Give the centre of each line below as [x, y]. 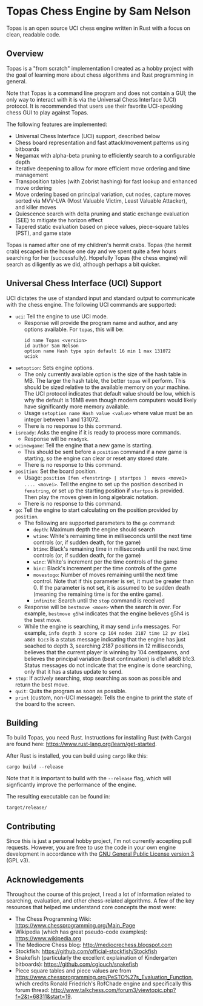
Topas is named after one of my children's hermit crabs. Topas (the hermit [99, 245]
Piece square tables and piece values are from [73, 971]
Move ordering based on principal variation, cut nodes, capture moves [103, 194]
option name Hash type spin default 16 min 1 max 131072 [98, 351]
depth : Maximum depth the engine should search [94, 529]
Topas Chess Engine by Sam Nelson [98, 11]
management [32, 175]
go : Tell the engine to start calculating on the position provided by [97, 510]
